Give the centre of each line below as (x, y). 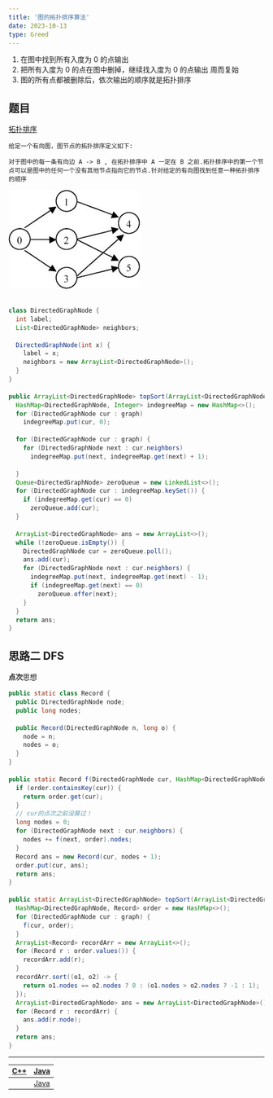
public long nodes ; (49, 710)
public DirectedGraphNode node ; (71, 702)
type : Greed (28, 34)
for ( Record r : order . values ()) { (76, 951)
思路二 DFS (37, 656)
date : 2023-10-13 (38, 26)
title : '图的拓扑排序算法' (49, 17)
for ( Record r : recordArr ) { (67, 1011)
